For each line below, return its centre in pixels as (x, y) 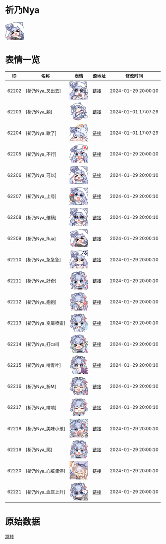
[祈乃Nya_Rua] (41, 239)
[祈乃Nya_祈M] (41, 386)
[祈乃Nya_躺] (39, 112)
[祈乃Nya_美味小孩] (45, 429)
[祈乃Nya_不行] (41, 154)
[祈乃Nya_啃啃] (41, 407)
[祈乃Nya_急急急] (43, 260)
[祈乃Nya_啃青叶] (43, 365)
